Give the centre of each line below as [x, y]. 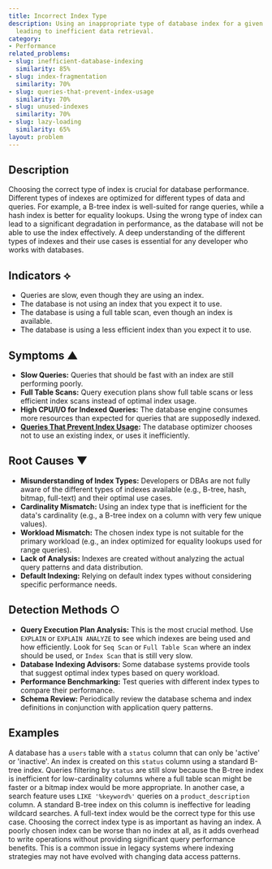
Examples [34, 733]
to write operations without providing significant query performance [122, 839]
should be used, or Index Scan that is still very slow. [106, 655]
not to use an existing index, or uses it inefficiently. [105, 435]
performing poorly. [52, 384]
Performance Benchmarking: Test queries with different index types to [140, 681]
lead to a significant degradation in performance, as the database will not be [136, 224]
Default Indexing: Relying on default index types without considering [136, 575]
